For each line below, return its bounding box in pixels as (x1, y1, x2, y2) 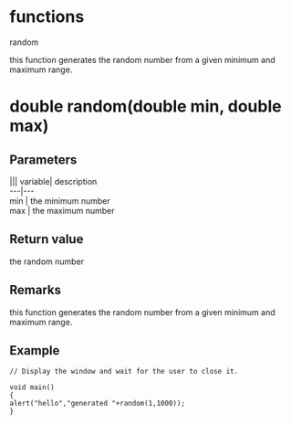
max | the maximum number (9, 205, 115, 216)
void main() (9, 383, 55, 392)
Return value (9, 231, 84, 248)
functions (9, 6, 85, 27)
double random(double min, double (9, 96, 282, 117)
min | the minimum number (9, 195, 111, 207)
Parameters (9, 152, 78, 167)
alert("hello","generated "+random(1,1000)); (9, 399, 185, 408)
